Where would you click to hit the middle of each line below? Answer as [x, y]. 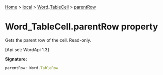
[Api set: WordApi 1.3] [27, 49]
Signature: [16, 59]
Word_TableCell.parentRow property [82, 27]
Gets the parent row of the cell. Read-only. [48, 40]
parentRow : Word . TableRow [32, 68]
